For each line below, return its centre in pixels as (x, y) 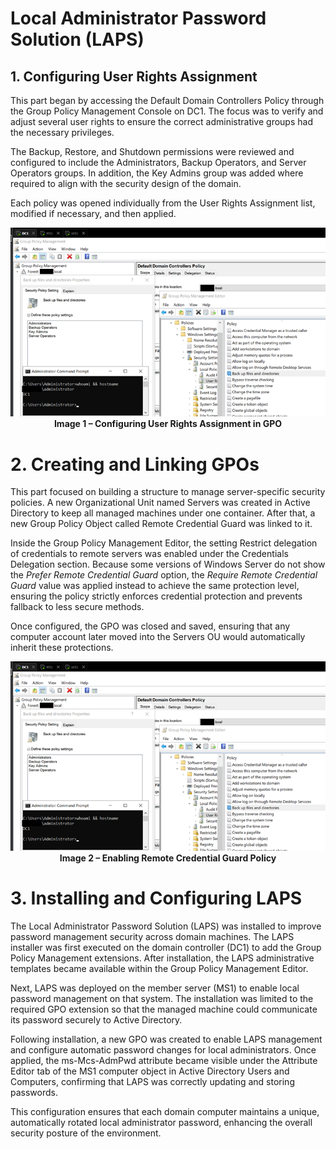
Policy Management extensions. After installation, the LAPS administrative (162, 958)
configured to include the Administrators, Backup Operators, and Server (158, 162)
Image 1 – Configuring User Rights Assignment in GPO (168, 424)
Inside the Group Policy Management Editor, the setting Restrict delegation (164, 543)
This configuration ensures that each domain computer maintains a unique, (165, 1111)
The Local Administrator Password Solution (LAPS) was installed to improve (166, 926)
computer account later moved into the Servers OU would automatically (158, 637)
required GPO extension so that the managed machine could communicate (164, 1009)
